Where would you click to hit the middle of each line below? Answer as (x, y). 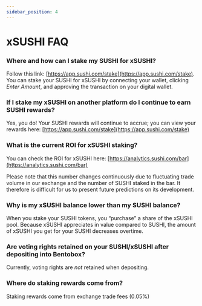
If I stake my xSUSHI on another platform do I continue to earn (99, 102)
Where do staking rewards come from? (64, 283)
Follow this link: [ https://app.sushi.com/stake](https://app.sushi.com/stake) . (100, 74)
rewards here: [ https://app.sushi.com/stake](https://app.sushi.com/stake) (98, 129)
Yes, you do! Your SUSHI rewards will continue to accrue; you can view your (101, 123)
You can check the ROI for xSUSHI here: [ (58, 158)
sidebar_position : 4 (32, 12)
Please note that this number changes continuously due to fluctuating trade (100, 177)
